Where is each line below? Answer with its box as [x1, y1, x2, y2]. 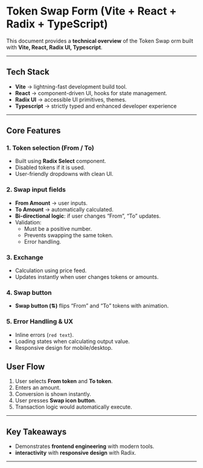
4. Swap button [6, 288, 52, 296]
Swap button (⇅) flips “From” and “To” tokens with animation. [14, 302, 169, 310]
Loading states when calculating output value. [14, 338, 130, 345]
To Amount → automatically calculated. [14, 206, 114, 213]
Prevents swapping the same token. [24, 232, 114, 239]
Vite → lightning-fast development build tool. [14, 83, 127, 90]
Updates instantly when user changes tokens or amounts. [14, 273, 159, 281]
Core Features [6, 125, 61, 136]
